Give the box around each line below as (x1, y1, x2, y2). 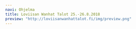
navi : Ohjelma (5, 7, 35, 12)
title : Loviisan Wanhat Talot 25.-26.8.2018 (5, 12, 100, 17)
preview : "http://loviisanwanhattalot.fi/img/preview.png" (5, 16, 132, 21)
